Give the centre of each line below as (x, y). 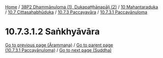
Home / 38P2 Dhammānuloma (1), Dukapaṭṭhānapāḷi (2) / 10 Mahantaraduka (82, 7)
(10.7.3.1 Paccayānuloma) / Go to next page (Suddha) (58, 50)
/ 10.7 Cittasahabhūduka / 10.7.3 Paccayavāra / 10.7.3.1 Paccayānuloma (76, 12)
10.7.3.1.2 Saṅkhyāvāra (52, 32)
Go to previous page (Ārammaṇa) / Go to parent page (59, 45)
